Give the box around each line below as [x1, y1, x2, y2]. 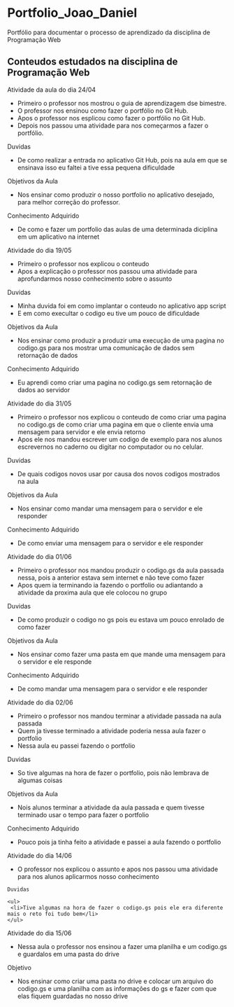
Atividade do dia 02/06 [7, 698, 73, 707]
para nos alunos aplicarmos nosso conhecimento [17, 872, 159, 880]
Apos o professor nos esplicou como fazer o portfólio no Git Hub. [17, 113, 206, 122]
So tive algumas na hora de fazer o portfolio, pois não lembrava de [17, 768, 210, 777]
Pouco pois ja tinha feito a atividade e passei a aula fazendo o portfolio [17, 838, 221, 846]
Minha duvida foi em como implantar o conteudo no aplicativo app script [17, 301, 226, 310]
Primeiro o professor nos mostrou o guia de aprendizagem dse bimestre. [17, 99, 227, 107]
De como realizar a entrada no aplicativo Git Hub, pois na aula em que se [17, 155, 228, 164]
